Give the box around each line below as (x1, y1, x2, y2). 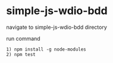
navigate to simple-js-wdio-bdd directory (6, 24, 107, 31)
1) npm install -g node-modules (6, 46, 86, 52)
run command (6, 35, 40, 42)
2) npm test (6, 51, 36, 57)
